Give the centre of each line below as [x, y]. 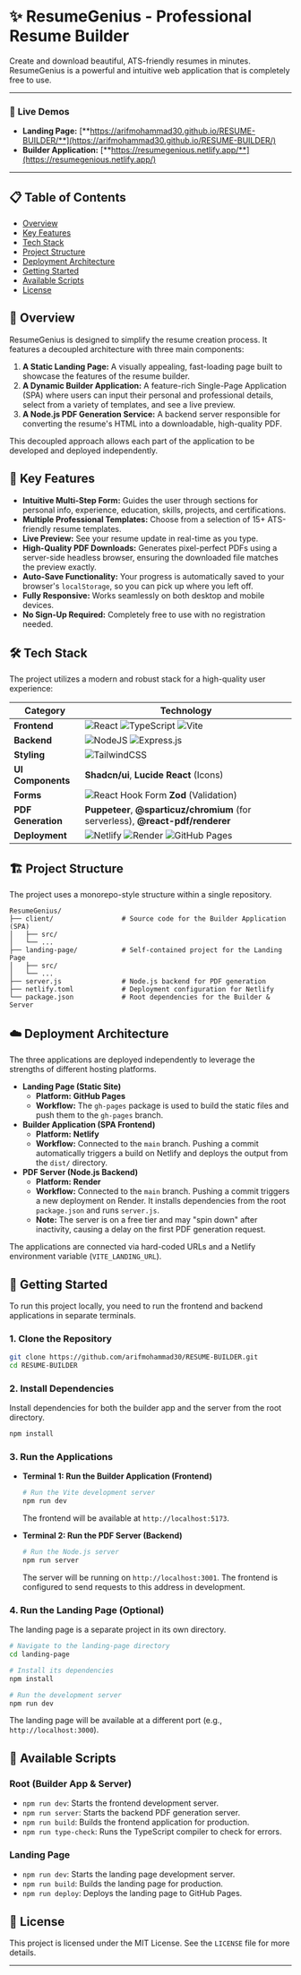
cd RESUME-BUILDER [43, 1366]
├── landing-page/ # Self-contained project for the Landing [146, 950]
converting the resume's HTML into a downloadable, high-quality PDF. [152, 424]
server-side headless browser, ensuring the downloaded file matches [150, 557]
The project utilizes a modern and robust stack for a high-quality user [138, 679]
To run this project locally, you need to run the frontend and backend [136, 1306]
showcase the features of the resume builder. [106, 376]
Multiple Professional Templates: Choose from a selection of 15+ [144, 519]
